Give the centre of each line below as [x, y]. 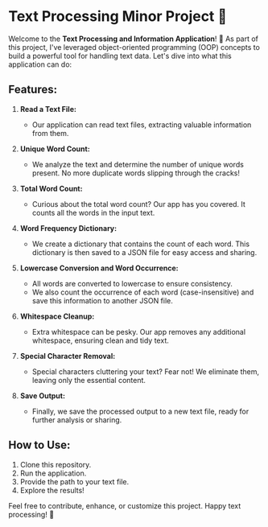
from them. [50, 133]
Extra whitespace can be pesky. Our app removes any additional [139, 331]
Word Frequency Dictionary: [68, 228]
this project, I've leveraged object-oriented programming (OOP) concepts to [134, 47]
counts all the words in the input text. [93, 212]
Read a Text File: [48, 109]
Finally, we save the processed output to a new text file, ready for [140, 411]
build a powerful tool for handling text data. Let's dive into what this [120, 56]
